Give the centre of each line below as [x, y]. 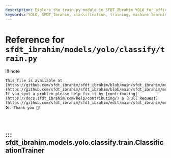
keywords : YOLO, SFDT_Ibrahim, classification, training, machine [77, 15]
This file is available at [34, 81]
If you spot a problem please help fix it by [54, 94]
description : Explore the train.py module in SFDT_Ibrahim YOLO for [79, 10]
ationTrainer [25, 150]
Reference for [35, 40]
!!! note [13, 71]
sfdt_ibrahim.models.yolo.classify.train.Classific [84, 142]
